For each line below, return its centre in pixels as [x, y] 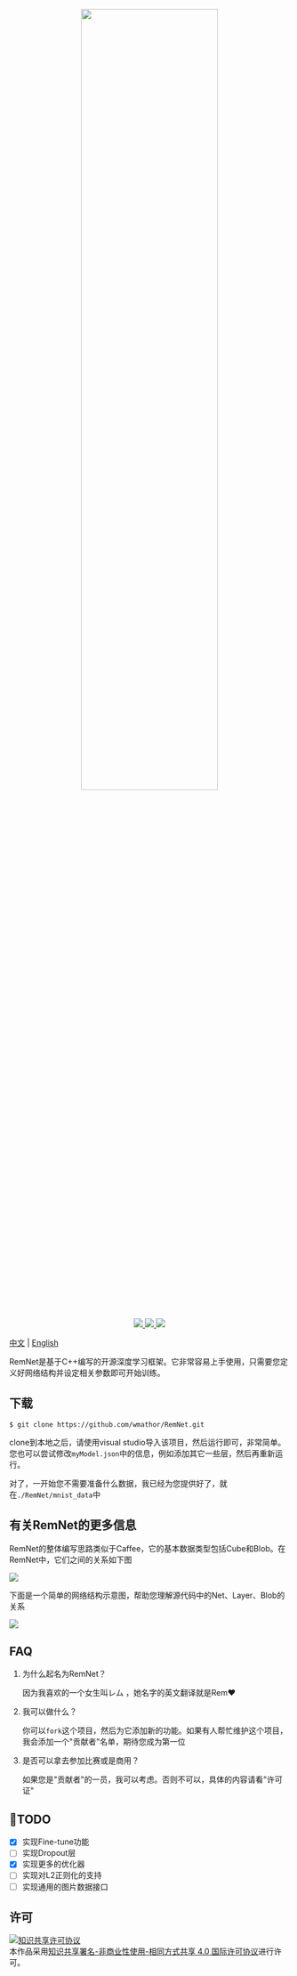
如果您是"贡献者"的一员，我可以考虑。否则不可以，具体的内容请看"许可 [152, 1779]
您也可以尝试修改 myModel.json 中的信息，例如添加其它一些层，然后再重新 [142, 1453]
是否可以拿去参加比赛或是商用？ [80, 1761]
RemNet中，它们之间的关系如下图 [71, 1559]
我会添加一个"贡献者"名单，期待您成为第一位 [104, 1742]
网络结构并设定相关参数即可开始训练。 [95, 1373]
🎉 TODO [30, 1819]
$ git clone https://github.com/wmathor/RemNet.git [107, 1424]
